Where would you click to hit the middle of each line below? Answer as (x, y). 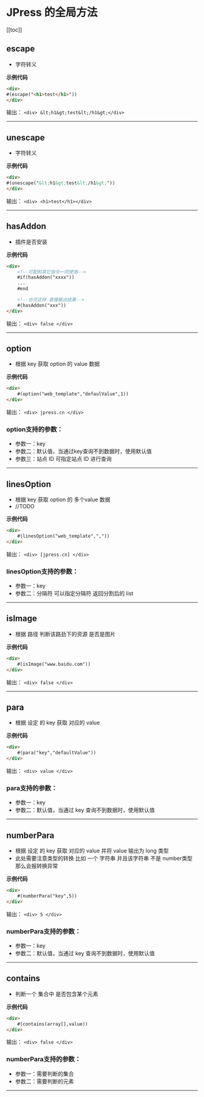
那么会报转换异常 (36, 866)
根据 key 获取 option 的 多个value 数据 (63, 500)
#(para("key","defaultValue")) (57, 753)
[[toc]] (14, 29)
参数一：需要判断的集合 (44, 1073)
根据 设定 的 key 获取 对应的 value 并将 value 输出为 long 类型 (92, 851)
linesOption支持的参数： (42, 571)
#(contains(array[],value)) (53, 1024)
